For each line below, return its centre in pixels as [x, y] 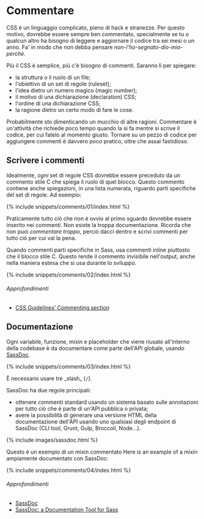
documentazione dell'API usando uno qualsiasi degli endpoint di [96, 421]
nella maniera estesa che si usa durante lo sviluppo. [71, 263]
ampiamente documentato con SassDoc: [57, 458]
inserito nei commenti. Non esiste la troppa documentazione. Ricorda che [99, 225]
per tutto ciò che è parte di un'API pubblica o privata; [82, 408]
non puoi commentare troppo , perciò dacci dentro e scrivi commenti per [97, 231]
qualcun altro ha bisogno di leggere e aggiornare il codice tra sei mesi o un [100, 40]
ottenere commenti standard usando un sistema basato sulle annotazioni [107, 402]
